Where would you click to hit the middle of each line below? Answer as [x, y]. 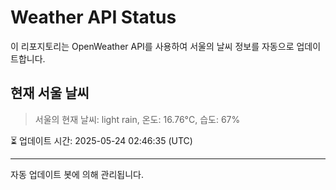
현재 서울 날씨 [50, 93]
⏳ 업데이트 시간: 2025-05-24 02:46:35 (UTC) [101, 140]
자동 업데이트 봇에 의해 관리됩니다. [77, 174]
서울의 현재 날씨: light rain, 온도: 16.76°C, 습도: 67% [137, 119]
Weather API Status [93, 17]
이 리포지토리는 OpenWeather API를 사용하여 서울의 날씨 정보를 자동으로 [152, 46]
